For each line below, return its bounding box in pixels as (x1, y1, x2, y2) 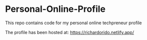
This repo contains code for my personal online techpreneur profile (5, 20, 142, 26)
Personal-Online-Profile (5, 3, 105, 15)
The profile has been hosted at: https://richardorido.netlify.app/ (5, 29, 135, 35)
